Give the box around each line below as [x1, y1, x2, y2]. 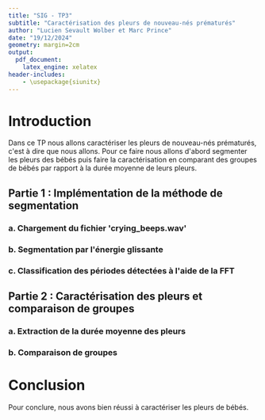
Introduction [8, 112, 92, 130]
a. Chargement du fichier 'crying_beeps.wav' [8, 223, 187, 234]
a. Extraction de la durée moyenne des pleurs [8, 326, 186, 337]
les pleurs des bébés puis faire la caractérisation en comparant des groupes [8, 155, 258, 165]
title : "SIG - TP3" [8, 11, 73, 20]
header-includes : [8, 71, 66, 78]
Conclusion [8, 376, 86, 395]
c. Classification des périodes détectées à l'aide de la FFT [8, 265, 236, 276]
